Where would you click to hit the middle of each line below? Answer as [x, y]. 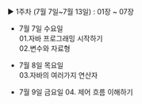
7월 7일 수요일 [41, 29]
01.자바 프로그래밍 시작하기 [61, 39]
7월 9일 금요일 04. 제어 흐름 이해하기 [76, 92]
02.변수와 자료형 [44, 48]
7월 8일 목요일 [41, 65]
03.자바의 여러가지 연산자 [58, 75]
